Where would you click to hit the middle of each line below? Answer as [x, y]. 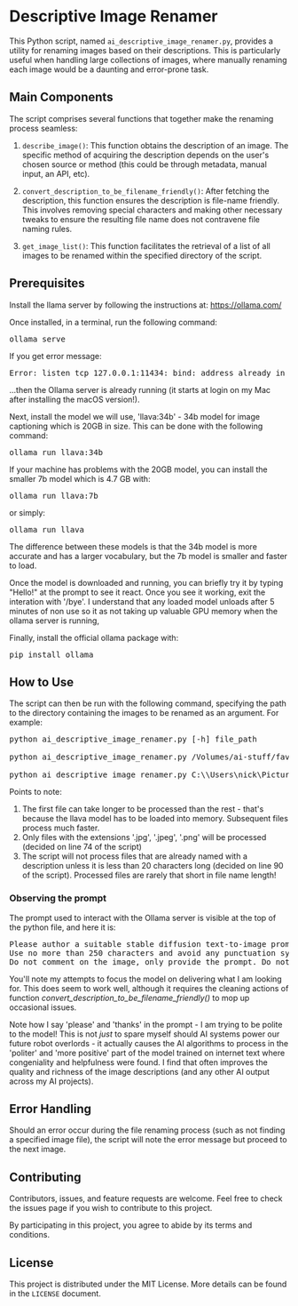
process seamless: [43, 128]
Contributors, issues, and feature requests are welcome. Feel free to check [146, 1198]
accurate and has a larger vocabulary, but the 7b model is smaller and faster [149, 556]
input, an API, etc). [56, 173]
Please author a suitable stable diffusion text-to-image [138, 944]
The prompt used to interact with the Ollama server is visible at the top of [143, 917]
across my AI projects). [51, 1081]
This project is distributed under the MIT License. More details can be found [148, 1284]
